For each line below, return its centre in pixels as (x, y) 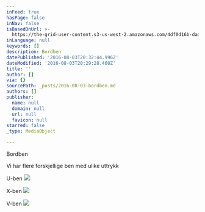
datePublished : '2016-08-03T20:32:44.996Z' (63, 57)
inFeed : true (23, 12)
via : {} (16, 80)
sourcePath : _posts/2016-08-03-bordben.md (61, 86)
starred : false (26, 126)
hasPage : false (26, 18)
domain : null (28, 108)
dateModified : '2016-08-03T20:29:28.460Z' (61, 63)
